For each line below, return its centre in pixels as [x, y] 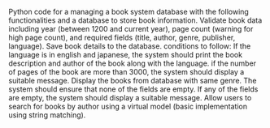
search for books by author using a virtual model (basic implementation [128, 106]
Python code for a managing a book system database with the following [129, 12]
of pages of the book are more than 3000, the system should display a [126, 72]
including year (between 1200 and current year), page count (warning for [131, 29]
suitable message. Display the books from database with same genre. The [133, 81]
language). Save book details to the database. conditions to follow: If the [130, 46]
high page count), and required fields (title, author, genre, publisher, [122, 37]
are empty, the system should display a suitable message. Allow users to [130, 98]
